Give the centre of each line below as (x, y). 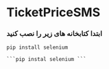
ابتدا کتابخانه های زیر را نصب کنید (54, 34)
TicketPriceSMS (53, 13)
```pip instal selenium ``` (47, 60)
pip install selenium (37, 48)
